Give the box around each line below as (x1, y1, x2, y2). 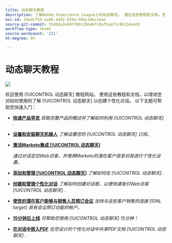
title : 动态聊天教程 (5, 7, 44, 13)
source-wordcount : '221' (5, 31, 58, 36)
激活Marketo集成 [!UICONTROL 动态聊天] (12, 142, 101, 148)
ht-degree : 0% (5, 36, 36, 41)
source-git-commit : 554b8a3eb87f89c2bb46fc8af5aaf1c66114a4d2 (5, 21, 140, 27)
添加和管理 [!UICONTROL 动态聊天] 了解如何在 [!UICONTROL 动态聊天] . (12, 170, 164, 176)
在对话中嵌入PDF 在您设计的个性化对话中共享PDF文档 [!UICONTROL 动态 (12, 226, 166, 232)
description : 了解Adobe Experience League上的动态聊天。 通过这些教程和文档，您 (5, 12, 166, 17)
